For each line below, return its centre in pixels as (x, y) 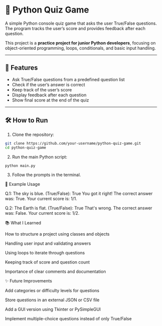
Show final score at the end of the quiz (50, 100)
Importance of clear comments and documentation (55, 272)
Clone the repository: (33, 134)
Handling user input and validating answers (48, 243)
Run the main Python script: (40, 157)
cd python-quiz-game (26, 148)
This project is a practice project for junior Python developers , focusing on (80, 43)
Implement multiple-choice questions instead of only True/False (68, 319)
